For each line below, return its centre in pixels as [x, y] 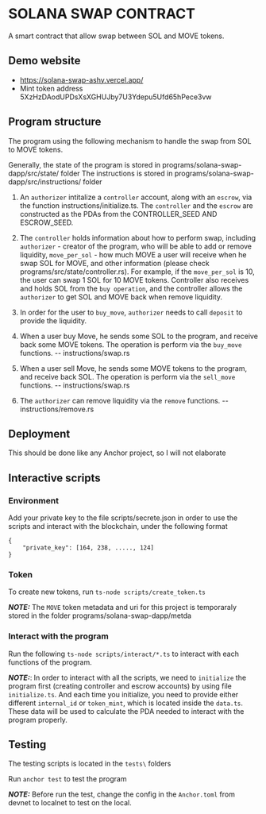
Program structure [55, 122]
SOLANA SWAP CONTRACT [102, 14]
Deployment [39, 434]
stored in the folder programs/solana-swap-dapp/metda [100, 615]
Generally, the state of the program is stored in [85, 164]
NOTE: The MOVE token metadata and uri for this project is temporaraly [122, 608]
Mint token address [51, 88]
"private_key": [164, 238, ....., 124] [89, 548]
